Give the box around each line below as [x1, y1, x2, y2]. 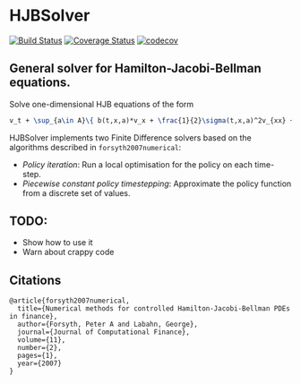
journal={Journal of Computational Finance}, [17, 328, 191, 337]
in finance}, [9, 312, 58, 321]
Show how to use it [21, 237, 93, 248]
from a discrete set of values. [21, 187, 132, 198]
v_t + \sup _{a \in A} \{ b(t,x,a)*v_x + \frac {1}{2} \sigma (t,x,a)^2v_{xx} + [9, 115, 295, 125]
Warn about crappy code [21, 247, 115, 258]
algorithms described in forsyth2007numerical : [9, 141, 182, 152]
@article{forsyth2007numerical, [9, 296, 130, 305]
